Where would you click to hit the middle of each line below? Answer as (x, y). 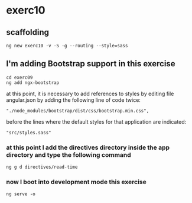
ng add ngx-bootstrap (33, 83)
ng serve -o (21, 194)
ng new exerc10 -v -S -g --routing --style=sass (67, 46)
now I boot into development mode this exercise (76, 182)
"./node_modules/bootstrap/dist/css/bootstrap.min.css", (78, 111)
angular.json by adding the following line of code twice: (73, 100)
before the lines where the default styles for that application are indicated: (96, 121)
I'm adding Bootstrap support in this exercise (91, 64)
